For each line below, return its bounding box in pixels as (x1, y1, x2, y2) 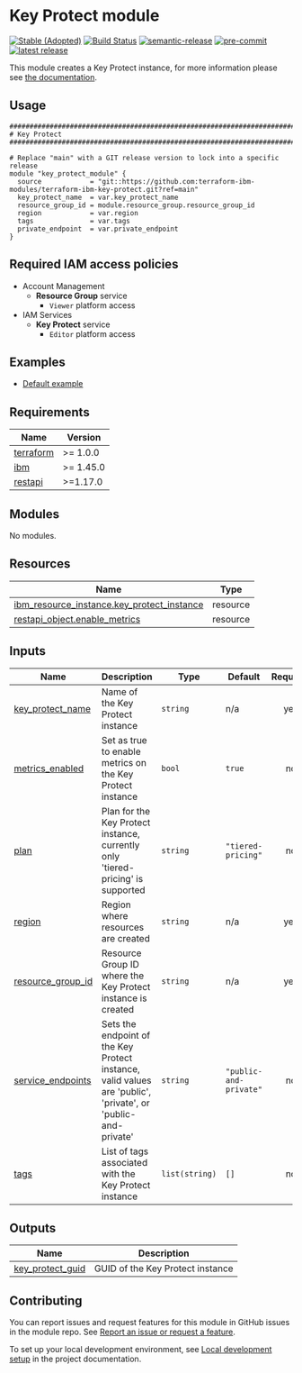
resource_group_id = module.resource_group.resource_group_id (17, 200, 255, 210)
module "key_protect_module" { (9, 168, 127, 178)
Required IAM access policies (9, 257, 179, 272)
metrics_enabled (13, 762, 84, 775)
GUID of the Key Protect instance (93, 1262, 234, 1275)
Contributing (9, 1293, 83, 1308)
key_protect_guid (13, 1262, 86, 1275)
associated (102, 1156, 148, 1168)
